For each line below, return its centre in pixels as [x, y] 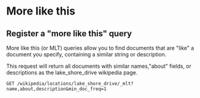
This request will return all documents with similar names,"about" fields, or [99, 66]
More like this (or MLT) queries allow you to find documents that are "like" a [100, 48]
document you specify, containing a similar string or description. [86, 54]
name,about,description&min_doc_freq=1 [56, 89]
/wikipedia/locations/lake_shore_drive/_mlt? [76, 83]
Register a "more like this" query [69, 34]
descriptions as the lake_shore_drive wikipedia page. [72, 73]
